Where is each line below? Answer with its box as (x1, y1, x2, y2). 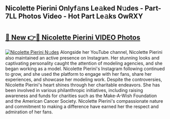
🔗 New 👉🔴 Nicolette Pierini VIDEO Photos (5, 33, 140, 42)
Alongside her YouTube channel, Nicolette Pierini (60, 49, 163, 55)
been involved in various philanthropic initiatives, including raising (5, 87, 144, 93)
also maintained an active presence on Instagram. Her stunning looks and (5, 55, 160, 61)
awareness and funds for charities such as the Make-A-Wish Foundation (5, 93, 157, 99)
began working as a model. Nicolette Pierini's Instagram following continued (5, 66, 165, 72)
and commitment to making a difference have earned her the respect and (5, 104, 159, 109)
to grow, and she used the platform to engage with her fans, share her (5, 71, 152, 77)
